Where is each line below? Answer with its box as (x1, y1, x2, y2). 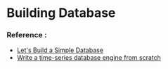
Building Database (6, 5, 116, 21)
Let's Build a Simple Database (16, 46, 103, 54)
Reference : (6, 30, 47, 40)
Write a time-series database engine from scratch (16, 54, 161, 62)
